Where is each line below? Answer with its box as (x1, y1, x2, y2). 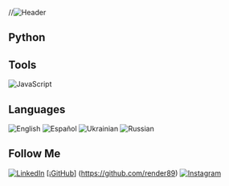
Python (8, 30, 46, 44)
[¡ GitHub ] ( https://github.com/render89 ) (46, 168, 178, 178)
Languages (8, 103, 66, 116)
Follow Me (8, 147, 61, 160)
